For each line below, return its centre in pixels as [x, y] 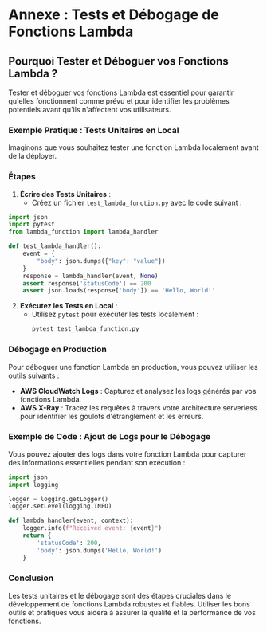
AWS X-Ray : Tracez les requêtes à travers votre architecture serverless [138, 407]
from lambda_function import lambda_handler [83, 232]
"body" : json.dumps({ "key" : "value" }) [101, 261]
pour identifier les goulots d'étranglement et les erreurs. [112, 416]
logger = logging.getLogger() [59, 499]
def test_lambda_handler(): [55, 246]
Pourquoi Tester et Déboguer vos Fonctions [118, 61]
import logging [33, 485]
